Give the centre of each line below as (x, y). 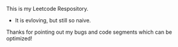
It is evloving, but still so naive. (53, 20)
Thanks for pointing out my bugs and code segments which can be (89, 32)
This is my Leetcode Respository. (48, 9)
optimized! (19, 38)
